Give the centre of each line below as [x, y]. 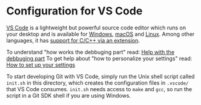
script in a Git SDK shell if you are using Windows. [69, 95]
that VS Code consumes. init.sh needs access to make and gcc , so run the [99, 89]
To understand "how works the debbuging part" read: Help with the [90, 52]
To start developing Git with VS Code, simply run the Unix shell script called [100, 76]
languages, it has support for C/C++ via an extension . [73, 40]
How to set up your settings [41, 65]
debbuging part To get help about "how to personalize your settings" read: [99, 58]
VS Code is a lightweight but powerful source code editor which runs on [96, 28]
